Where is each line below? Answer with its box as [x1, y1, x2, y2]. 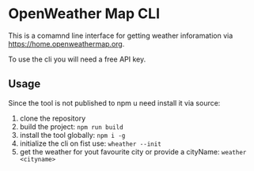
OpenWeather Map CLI [8, 5, 161, 23]
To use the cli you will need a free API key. [8, 54, 146, 64]
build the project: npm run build [19, 121, 124, 131]
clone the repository [19, 113, 86, 123]
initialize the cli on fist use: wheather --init [19, 139, 162, 148]
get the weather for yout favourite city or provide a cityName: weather [19, 147, 247, 156]
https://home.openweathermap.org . [8, 39, 125, 48]
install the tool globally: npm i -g [19, 130, 126, 139]
